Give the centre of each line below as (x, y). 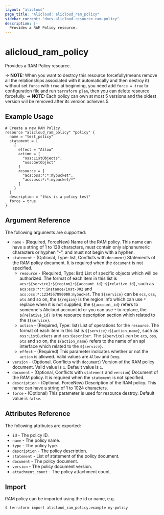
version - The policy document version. (52, 466)
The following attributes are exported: (43, 426)
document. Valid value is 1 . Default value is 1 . (58, 367)
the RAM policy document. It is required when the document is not (78, 263)
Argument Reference (38, 221)
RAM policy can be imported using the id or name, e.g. (60, 499)
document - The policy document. (45, 461)
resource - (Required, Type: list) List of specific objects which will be (89, 273)
